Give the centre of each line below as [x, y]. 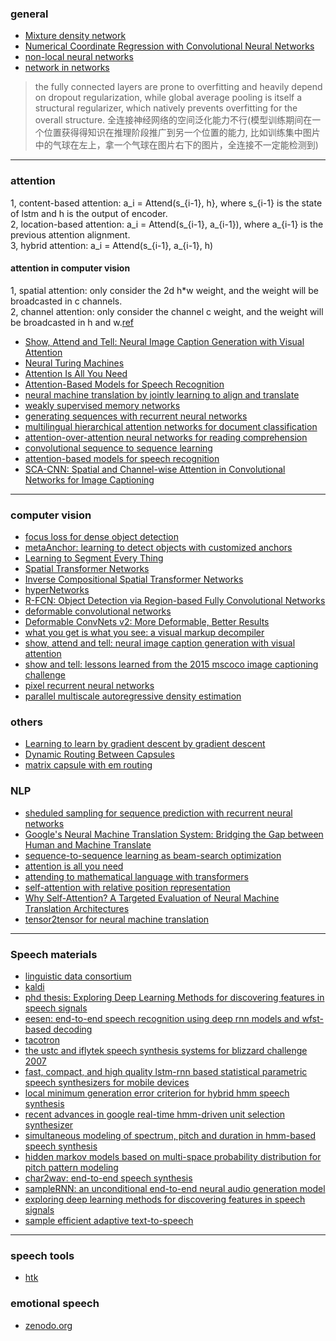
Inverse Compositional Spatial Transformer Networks [134, 579]
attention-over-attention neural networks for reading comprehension [166, 437]
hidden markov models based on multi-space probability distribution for [173, 1156]
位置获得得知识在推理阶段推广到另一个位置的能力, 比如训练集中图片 [182, 133]
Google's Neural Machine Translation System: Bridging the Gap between [174, 834]
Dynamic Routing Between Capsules [99, 754]
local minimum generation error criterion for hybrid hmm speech [157, 1093]
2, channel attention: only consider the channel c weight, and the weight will [167, 311]
